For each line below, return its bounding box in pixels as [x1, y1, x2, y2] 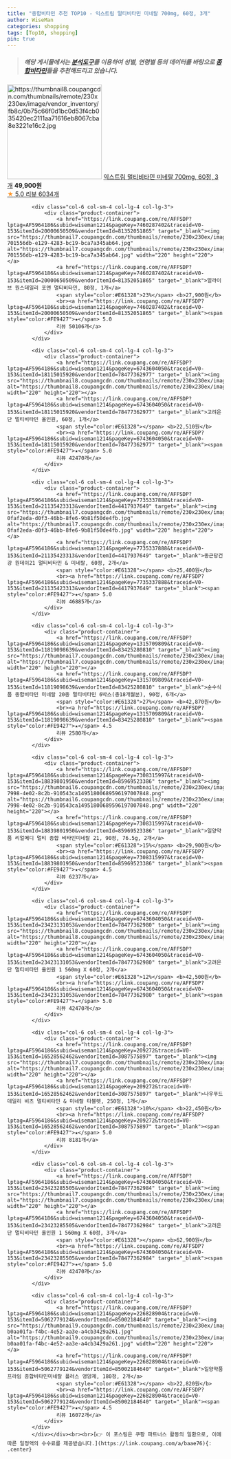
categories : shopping [7, 23, 69, 30]
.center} [7, 1446, 32, 1453]
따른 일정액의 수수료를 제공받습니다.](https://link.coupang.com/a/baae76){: [7, 1440, 212, 1447]
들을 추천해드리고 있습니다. [46, 66, 118, 74]
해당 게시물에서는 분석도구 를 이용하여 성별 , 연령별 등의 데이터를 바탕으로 [23, 58, 215, 66]
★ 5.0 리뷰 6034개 [7, 190, 60, 198]
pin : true [7, 36, 36, 43]
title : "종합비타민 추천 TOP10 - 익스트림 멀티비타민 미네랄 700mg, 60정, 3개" [7, 10, 211, 17]
